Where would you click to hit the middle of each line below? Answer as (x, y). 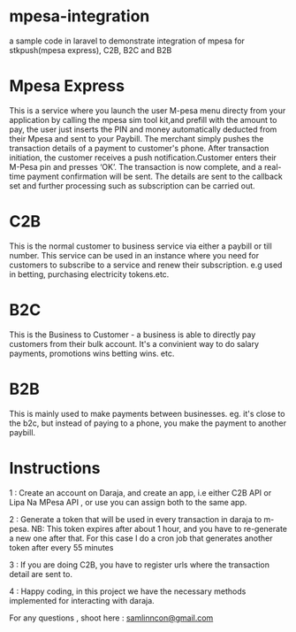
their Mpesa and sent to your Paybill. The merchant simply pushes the (137, 138)
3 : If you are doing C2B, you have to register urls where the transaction (140, 565)
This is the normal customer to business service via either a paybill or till (140, 246)
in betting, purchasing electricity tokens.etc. (89, 274)
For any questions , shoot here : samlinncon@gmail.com (111, 618)
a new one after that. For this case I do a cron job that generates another (141, 538)
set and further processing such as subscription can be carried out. (132, 185)
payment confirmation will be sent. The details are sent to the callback (155, 176)
